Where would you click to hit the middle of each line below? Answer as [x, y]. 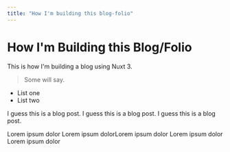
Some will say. [44, 79]
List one [28, 92]
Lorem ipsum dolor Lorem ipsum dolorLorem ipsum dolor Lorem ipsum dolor [115, 134]
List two [28, 100]
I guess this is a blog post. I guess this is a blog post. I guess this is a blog [112, 113]
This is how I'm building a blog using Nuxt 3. [70, 66]
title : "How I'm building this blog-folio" [70, 13]
